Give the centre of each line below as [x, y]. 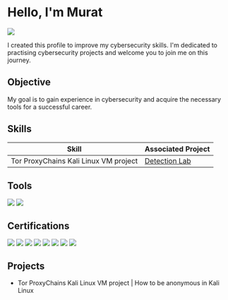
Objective [29, 82]
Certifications [38, 226]
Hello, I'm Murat [55, 12]
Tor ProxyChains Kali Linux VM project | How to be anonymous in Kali [119, 283]
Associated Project [177, 149]
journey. [19, 60]
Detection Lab [168, 161]
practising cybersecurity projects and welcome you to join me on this [108, 52]
